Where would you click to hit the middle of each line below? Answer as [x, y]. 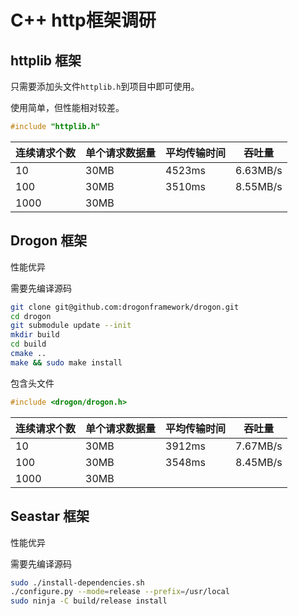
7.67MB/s [259, 446]
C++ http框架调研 [83, 20]
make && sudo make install [66, 362]
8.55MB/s [259, 186]
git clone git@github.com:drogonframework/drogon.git [125, 307]
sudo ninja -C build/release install [89, 601]
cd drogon [31, 316]
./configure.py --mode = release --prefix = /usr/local [120, 592]
